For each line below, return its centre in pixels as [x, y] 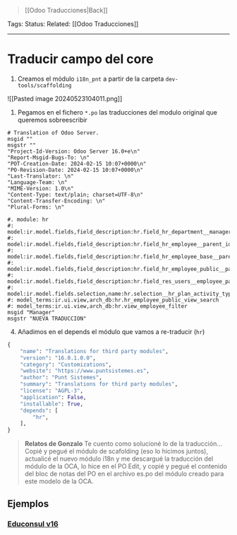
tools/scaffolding [44, 85]
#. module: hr [28, 219]
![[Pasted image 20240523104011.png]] [65, 98]
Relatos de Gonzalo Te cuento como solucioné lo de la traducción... [123, 444]
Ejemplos [28, 504]
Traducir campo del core [80, 59]
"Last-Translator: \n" [41, 176]
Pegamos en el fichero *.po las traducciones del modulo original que [117, 112]
